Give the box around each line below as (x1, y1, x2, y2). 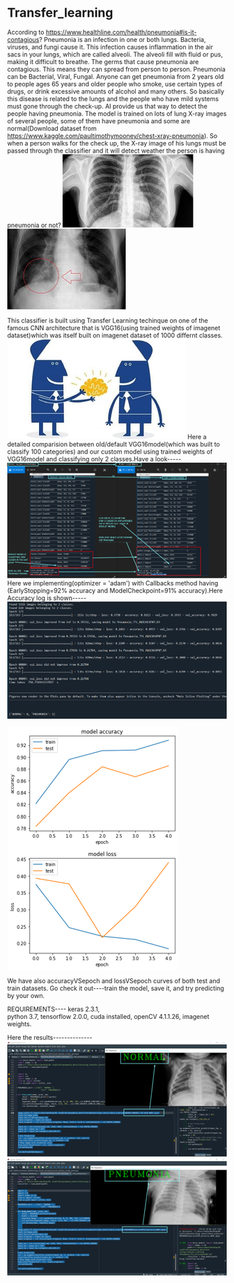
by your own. (7, 991, 45, 999)
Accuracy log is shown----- (7, 594, 87, 602)
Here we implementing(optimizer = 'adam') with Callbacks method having (7, 579, 219, 587)
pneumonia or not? (7, 221, 61, 229)
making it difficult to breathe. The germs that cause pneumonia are (7, 57, 199, 66)
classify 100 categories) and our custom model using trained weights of (7, 447, 213, 456)
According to (7, 28, 45, 36)
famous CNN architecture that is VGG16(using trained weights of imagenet (7, 323, 221, 332)
